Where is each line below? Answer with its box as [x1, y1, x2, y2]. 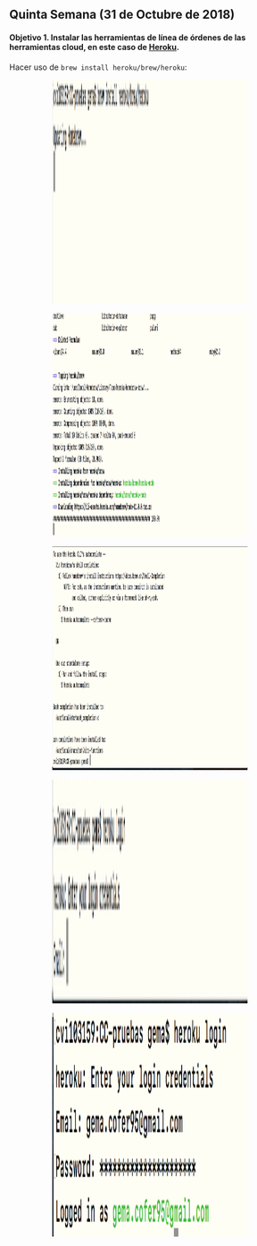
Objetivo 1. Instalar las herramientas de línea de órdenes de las [9, 31, 246, 43]
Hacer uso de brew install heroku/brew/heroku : [9, 62, 187, 73]
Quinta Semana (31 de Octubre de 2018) [9, 7, 235, 22]
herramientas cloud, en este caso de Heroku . [9, 41, 180, 52]
